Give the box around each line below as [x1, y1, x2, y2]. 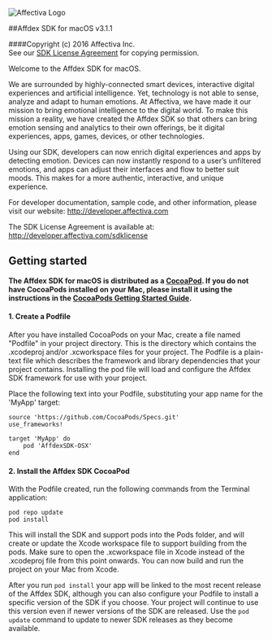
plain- [244, 347, 264, 357]
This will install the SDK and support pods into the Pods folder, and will [8, 530, 245, 540]
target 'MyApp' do [8, 435, 71, 443]
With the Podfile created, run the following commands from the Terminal [8, 484, 250, 494]
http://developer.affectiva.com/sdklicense [8, 230, 149, 240]
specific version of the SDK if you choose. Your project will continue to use [8, 598, 259, 607]
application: [8, 493, 48, 502]
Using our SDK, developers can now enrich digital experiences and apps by [8, 147, 261, 156]
